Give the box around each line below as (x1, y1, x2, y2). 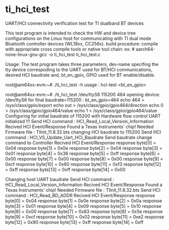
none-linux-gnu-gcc (5, 51, 47, 57)
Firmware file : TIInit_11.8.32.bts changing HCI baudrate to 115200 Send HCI (5, 129, 161, 135)
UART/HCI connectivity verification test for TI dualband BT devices (5, 20, 144, 26)
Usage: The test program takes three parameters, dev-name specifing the (5, 61, 159, 67)
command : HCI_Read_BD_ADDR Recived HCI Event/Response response (5, 192, 155, 198)
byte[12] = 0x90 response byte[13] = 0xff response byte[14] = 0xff (5, 219, 144, 225)
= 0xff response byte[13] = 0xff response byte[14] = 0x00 (5, 166, 126, 172)
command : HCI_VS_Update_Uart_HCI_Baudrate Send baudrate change (5, 134, 152, 140)
